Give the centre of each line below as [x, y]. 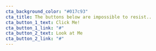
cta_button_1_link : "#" [35, 28]
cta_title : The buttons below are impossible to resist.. [79, 17]
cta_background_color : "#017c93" [47, 11]
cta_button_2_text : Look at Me [44, 33]
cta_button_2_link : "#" [35, 39]
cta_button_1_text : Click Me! [43, 22]
